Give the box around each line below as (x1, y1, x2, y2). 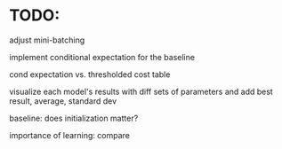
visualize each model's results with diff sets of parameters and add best (9, 86, 273, 97)
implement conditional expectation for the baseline (9, 51, 196, 62)
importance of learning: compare (9, 129, 131, 140)
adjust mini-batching (9, 35, 85, 45)
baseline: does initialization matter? (9, 113, 139, 123)
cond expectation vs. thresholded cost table (9, 68, 171, 80)
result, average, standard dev (9, 95, 117, 106)
